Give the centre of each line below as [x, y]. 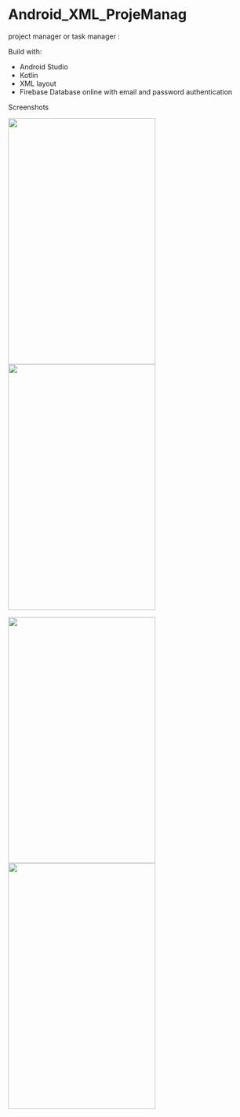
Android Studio [44, 67]
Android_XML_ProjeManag [97, 15]
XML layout [38, 83]
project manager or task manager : [64, 36]
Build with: [25, 51]
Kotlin [29, 75]
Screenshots [29, 107]
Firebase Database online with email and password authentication [126, 91]
